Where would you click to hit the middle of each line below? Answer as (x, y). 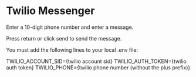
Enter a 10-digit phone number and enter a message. (70, 27)
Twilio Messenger (50, 11)
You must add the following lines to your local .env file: (72, 50)
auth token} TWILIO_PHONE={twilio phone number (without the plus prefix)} (98, 67)
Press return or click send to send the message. (64, 38)
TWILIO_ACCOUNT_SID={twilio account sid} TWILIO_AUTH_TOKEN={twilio (96, 61)
